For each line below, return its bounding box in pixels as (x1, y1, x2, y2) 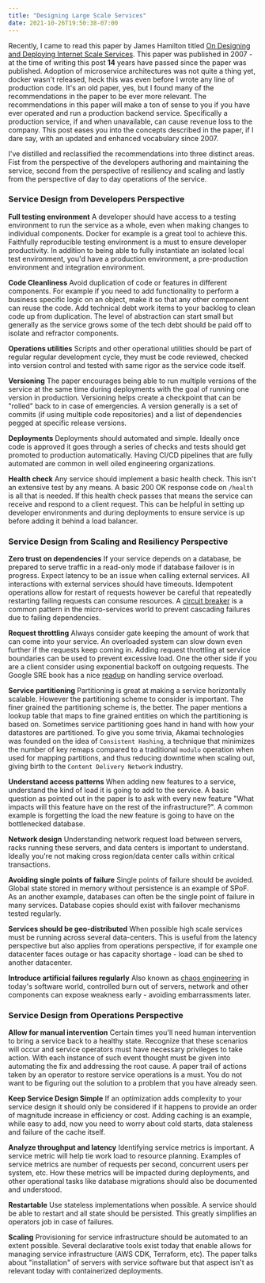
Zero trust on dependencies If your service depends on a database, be (8, 554, 241, 564)
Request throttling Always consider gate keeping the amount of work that (8, 628, 249, 638)
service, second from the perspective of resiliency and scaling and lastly (8, 166, 245, 175)
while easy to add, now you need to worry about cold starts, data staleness (8, 1119, 253, 1128)
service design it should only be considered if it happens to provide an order (8, 1102, 257, 1112)
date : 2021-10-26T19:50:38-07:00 (8, 19, 119, 27)
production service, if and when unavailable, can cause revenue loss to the (8, 117, 253, 126)
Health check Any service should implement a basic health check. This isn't (8, 473, 256, 484)
